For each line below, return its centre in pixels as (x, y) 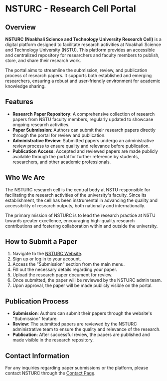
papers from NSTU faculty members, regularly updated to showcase (83, 119)
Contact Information (37, 356)
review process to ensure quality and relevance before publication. (81, 146)
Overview (21, 27)
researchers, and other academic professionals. (62, 162)
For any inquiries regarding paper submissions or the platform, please (77, 368)
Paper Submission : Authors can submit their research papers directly (84, 130)
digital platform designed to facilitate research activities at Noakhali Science (83, 45)
